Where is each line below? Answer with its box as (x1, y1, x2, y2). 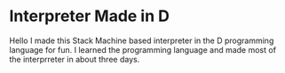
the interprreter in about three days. (9, 54, 140, 64)
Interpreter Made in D (9, 6, 170, 26)
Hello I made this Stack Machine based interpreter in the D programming (9, 35, 274, 46)
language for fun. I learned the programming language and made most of (9, 44, 277, 55)
